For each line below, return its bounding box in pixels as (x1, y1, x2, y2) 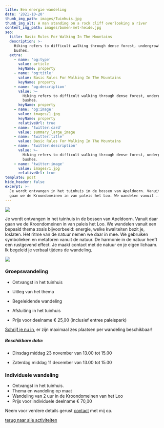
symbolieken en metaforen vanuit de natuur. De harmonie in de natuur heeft (5, 236, 158, 242)
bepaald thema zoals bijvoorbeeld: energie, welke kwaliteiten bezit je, (5, 226, 145, 232)
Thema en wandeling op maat (12, 388, 72, 394)
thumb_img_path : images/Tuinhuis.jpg (5, 16, 82, 21)
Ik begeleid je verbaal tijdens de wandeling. (5, 247, 93, 253)
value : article (18, 61, 49, 66)
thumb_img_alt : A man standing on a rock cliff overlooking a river (5, 20, 147, 26)
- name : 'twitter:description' (14, 143, 78, 148)
